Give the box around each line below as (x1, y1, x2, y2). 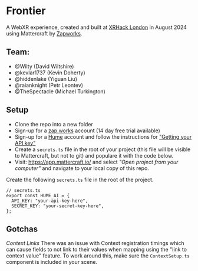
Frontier (6, 4, 46, 18)
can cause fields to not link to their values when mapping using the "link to (6, 246, 187, 253)
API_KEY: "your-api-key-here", (11, 198, 88, 204)
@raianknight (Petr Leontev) (14, 81, 84, 89)
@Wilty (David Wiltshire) (14, 63, 74, 70)
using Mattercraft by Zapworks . (6, 30, 82, 37)
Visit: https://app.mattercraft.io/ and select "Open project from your (14, 158, 179, 165)
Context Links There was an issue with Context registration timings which (6, 240, 184, 247)
